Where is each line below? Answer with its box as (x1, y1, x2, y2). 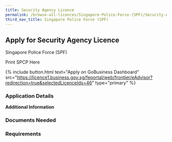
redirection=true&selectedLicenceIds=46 (5, 80, 92, 86)
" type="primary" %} (92, 80, 136, 86)
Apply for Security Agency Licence (5, 36, 119, 44)
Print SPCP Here (5, 59, 40, 65)
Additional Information (5, 104, 55, 110)
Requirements (5, 130, 41, 137)
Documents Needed (5, 117, 56, 124)
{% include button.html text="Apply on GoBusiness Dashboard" (5, 69, 139, 75)
